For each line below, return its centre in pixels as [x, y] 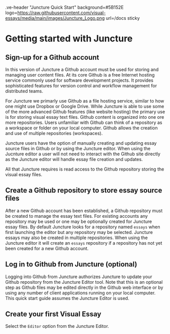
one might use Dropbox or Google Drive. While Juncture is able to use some [85, 106]
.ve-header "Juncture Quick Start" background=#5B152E [65, 7]
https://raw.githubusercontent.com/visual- [62, 13]
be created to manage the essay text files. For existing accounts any [77, 216]
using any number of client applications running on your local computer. [80, 293]
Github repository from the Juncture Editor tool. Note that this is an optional [84, 282]
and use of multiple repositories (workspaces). [54, 133]
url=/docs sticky [123, 18]
